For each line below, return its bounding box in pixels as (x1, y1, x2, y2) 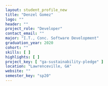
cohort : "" (5, 45, 29, 50)
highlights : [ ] (5, 54, 40, 60)
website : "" (5, 69, 31, 74)
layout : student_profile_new (5, 7, 67, 13)
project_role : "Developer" (5, 26, 63, 31)
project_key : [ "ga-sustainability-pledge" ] (5, 59, 103, 64)
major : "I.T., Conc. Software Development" (5, 36, 99, 41)
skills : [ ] (5, 50, 31, 55)
